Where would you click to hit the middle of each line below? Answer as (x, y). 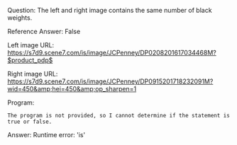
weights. (20, 18)
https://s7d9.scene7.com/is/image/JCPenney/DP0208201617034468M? (112, 53)
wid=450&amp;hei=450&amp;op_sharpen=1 (72, 89)
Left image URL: (31, 45)
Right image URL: (33, 74)
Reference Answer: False (44, 31)
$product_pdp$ (30, 60)
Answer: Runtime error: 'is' (46, 135)
